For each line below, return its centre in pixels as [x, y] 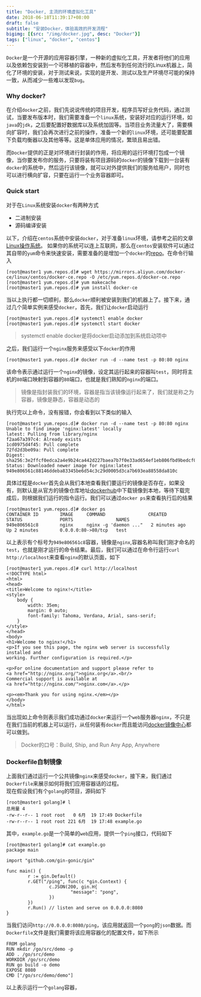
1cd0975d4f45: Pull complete [42, 444]
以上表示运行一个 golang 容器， [43, 987]
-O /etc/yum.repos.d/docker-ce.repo [135, 277]
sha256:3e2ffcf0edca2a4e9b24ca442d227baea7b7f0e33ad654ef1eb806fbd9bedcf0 [101, 460]
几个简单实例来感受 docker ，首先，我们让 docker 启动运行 [80, 307]
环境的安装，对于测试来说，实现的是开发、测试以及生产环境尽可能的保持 [106, 72]
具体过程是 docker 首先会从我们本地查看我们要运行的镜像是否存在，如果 [93, 483]
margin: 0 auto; [48, 610]
